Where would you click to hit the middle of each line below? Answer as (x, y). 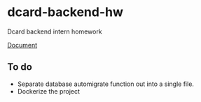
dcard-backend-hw (65, 12)
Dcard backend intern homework (55, 31)
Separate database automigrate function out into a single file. (106, 84)
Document (22, 45)
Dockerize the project (49, 91)
